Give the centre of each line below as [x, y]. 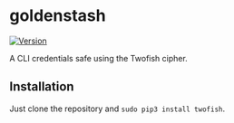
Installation [42, 87]
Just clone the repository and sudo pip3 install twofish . [117, 109]
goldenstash [58, 16]
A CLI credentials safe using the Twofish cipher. [98, 58]
